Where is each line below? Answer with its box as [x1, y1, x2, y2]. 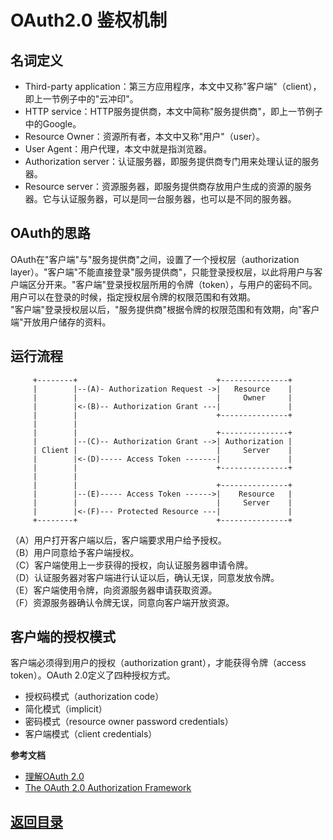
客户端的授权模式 [10, 629, 116, 646]
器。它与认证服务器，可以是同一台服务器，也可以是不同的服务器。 [24, 193, 297, 205]
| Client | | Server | [32, 445, 293, 455]
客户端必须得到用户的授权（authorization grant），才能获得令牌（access [10, 657, 307, 669]
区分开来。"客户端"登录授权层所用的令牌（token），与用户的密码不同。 [27, 278, 318, 290]
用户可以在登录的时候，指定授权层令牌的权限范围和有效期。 [10, 291, 256, 303]
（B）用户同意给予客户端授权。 [10, 546, 140, 558]
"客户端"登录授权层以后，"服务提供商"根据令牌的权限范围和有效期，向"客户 [10, 303, 320, 315]
